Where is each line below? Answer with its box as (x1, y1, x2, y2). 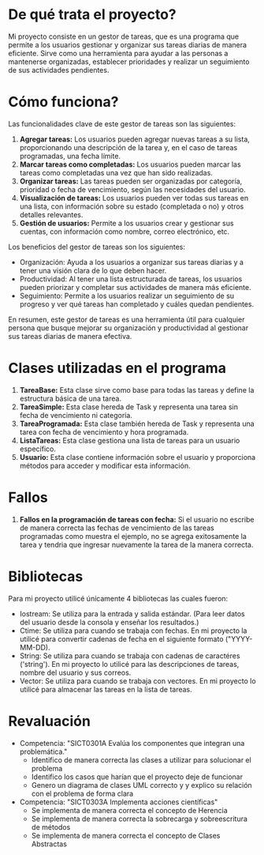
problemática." (19, 747, 68, 756)
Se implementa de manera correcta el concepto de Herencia (31, 805, 229, 815)
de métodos (31, 822, 71, 831)
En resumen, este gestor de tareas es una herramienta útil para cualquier (8, 315, 245, 324)
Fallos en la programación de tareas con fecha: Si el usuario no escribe (19, 514, 255, 524)
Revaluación (8, 712, 91, 730)
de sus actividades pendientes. (8, 65, 110, 74)
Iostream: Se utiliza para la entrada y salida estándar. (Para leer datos (19, 608, 246, 618)
